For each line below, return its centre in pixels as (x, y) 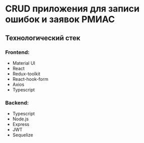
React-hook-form (30, 79)
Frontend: (18, 52)
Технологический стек (43, 38)
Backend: (17, 102)
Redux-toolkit (26, 74)
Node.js (21, 119)
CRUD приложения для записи (72, 9)
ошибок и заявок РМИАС (60, 19)
